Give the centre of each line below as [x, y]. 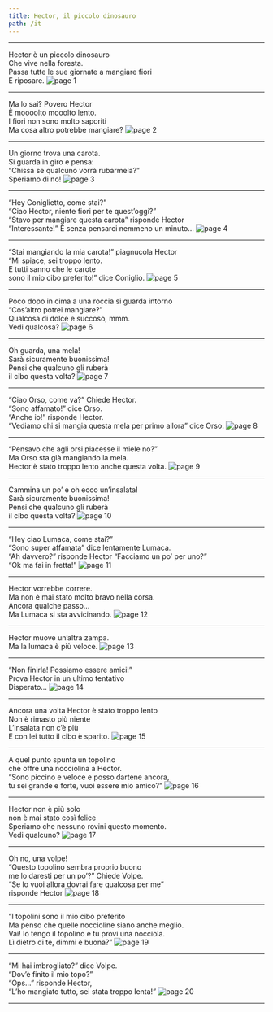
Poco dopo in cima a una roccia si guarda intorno [91, 301]
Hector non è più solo [45, 809]
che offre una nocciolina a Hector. [65, 768]
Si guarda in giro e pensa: [51, 161]
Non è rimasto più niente [50, 719]
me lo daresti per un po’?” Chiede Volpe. [76, 875]
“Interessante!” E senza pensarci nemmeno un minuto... [102, 228]
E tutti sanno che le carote [52, 268]
